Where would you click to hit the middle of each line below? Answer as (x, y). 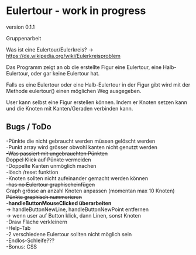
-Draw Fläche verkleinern (37, 222)
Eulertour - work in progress (76, 11)
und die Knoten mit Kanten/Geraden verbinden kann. (70, 108)
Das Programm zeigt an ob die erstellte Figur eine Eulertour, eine (84, 67)
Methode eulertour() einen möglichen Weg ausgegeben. (74, 91)
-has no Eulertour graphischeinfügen (51, 184)
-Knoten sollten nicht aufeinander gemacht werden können (77, 178)
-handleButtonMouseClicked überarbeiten (59, 203)
